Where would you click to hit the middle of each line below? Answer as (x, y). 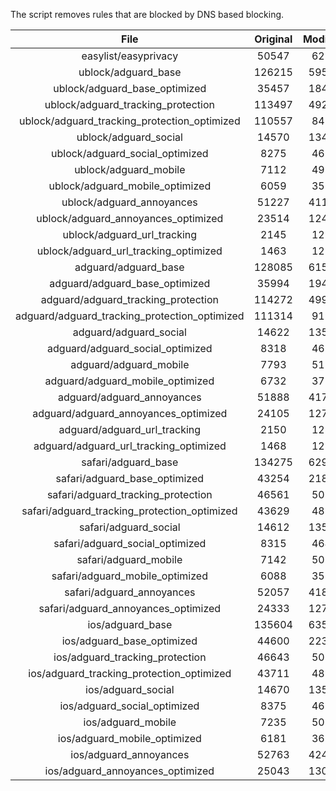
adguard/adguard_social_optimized (130, 348)
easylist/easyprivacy (130, 56)
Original (273, 39)
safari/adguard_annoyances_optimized (130, 608)
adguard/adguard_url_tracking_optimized (130, 446)
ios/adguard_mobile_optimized (129, 738)
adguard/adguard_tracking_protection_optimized (130, 316)
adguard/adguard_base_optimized (130, 283)
